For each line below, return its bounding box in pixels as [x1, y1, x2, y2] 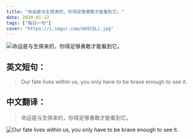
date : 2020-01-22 [6, 14, 50, 20]
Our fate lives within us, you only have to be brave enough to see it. [20, 78, 188, 86]
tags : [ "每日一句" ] [6, 20, 52, 26]
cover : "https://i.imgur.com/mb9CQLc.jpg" [6, 25, 114, 32]
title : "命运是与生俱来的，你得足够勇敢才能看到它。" [6, 8, 125, 15]
